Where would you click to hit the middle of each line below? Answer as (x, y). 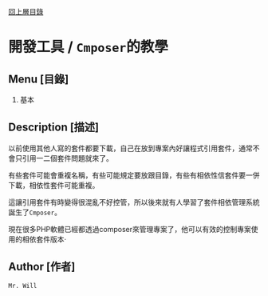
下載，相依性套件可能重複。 (54, 185)
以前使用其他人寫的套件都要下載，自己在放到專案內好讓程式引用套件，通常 (130, 148)
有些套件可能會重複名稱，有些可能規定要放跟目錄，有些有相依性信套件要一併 (134, 175)
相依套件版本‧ (44, 239)
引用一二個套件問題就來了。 (67, 158)
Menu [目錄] (39, 79)
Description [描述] (54, 128)
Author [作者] (42, 267)
